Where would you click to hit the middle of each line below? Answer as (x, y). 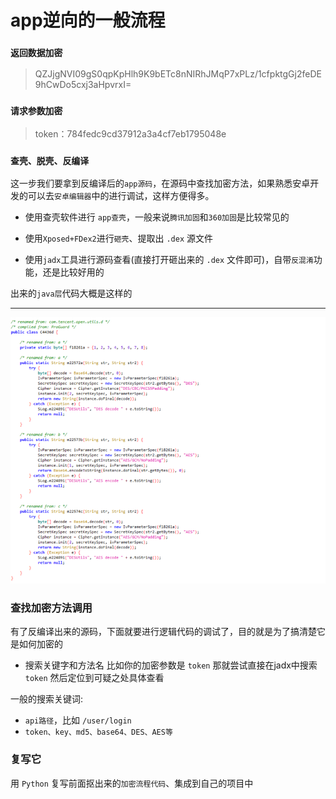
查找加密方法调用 (51, 608)
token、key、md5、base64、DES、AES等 (98, 732)
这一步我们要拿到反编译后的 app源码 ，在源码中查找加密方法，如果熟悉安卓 (160, 183)
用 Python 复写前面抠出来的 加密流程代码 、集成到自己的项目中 (132, 783)
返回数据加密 (36, 53)
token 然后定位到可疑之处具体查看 (94, 678)
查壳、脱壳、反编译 (50, 160)
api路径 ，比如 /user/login (78, 720)
